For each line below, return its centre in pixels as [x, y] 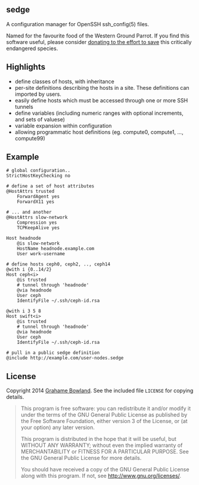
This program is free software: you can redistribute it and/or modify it [106, 409]
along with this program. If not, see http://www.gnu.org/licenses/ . [101, 476]
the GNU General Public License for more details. [81, 458]
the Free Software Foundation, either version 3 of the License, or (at [104, 421]
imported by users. [38, 94]
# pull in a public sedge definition [53, 353]
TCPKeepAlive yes [38, 228]
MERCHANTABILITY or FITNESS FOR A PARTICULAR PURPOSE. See [105, 452]
